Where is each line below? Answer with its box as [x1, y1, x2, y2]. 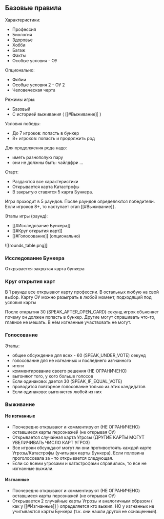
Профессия [12, 26, 36, 32]
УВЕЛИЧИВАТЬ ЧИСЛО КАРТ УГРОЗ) [12, 439, 90, 445]
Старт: [5, 169, 19, 175]
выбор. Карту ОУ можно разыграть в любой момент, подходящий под [5, 294, 152, 300]
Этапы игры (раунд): [5, 213, 48, 219]
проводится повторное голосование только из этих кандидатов [12, 383, 145, 389]
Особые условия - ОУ [12, 57, 58, 63]
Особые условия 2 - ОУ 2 [12, 82, 65, 88]
